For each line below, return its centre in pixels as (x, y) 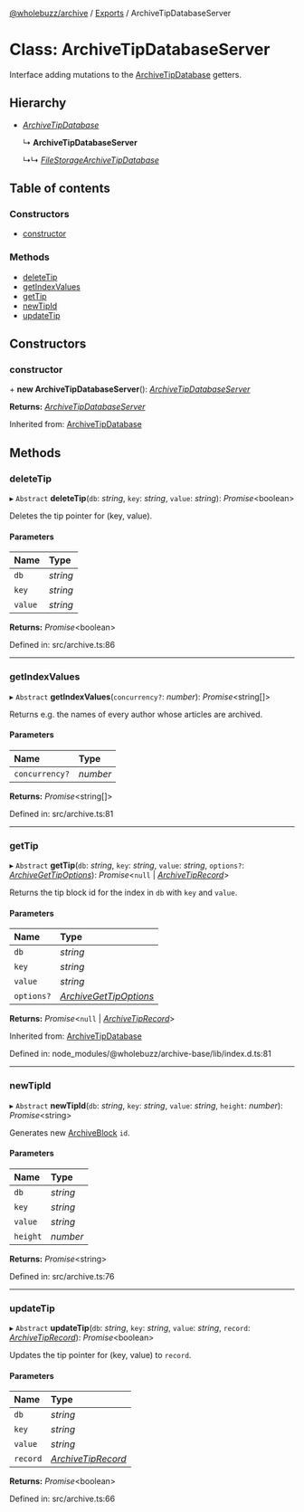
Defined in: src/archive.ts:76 (62, 1276)
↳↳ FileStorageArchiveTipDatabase (91, 160)
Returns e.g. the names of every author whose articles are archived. (136, 714)
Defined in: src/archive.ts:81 (62, 813)
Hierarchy (38, 103)
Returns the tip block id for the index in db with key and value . (123, 893)
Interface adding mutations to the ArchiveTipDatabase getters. (126, 74)
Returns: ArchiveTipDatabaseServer (77, 407)
